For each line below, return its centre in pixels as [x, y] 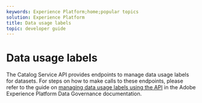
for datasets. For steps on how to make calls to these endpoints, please [95, 81]
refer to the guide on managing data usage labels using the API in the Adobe [101, 87]
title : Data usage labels [39, 23]
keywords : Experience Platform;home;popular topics [72, 12]
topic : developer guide [36, 28]
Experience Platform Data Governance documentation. [74, 94]
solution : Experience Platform [46, 17]
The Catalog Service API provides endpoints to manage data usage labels [98, 75]
